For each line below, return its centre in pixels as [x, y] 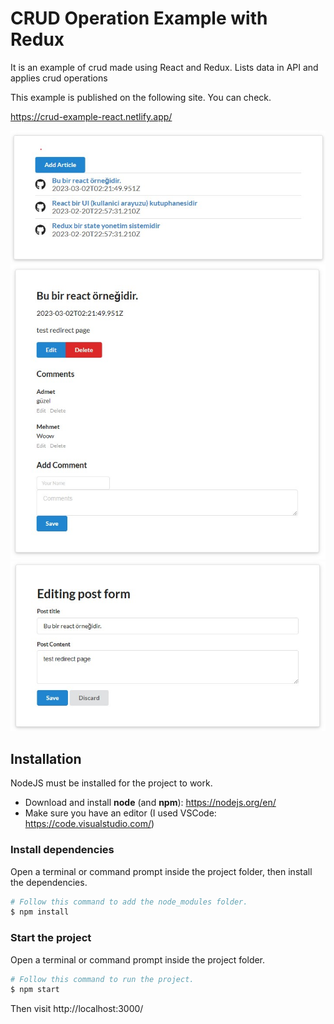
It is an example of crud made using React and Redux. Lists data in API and [164, 67]
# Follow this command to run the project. [102, 979]
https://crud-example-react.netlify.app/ [91, 116]
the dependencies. [49, 882]
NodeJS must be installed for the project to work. [111, 783]
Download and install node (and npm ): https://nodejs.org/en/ [150, 803]
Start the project [51, 938]
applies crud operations [59, 78]
